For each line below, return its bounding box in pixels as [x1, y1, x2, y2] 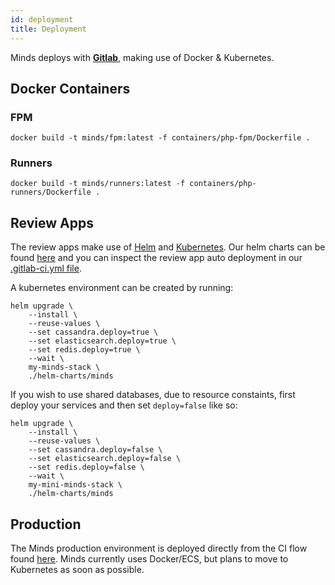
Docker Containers [10, 80, 131, 97]
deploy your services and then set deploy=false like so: [10, 399, 238, 411]
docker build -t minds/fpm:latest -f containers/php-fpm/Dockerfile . [10, 133, 311, 143]
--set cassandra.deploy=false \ [28, 445, 163, 455]
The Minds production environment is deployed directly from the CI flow [10, 542, 308, 555]
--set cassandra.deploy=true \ [28, 327, 159, 338]
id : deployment [10, 14, 74, 25]
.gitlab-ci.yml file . [10, 262, 82, 275]
